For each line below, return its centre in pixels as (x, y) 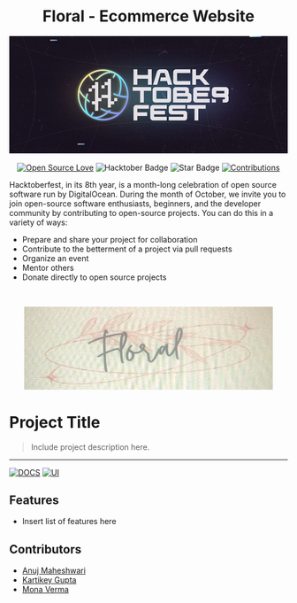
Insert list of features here (69, 522)
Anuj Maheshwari (54, 571)
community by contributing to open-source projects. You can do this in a (141, 213)
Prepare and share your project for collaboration (110, 239)
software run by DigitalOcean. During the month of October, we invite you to (148, 194)
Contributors (46, 549)
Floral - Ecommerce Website (148, 16)
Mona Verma (45, 590)
